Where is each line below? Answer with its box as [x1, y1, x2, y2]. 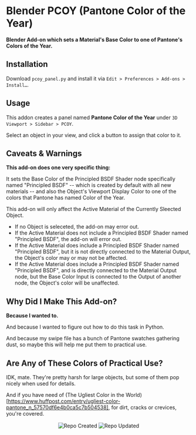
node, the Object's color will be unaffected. [14, 279, 119, 286]
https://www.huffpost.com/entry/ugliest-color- [8, 398, 120, 404]
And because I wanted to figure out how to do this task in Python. [6, 323, 164, 330]
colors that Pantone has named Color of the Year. [6, 194, 125, 201]
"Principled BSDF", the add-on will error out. [14, 236, 122, 243]
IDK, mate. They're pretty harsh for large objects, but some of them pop [6, 374, 180, 380]
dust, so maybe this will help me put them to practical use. [6, 341, 147, 348]
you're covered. [6, 410, 45, 417]
